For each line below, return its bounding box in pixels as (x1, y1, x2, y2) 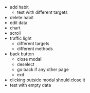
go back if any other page (17, 67, 69, 72)
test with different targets (17, 9, 68, 15)
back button (9, 51, 34, 57)
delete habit (9, 15, 34, 20)
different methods (17, 46, 53, 51)
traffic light (9, 35, 32, 41)
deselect (17, 61, 35, 67)
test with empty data (9, 82, 51, 88)
